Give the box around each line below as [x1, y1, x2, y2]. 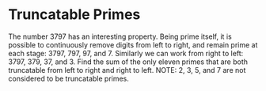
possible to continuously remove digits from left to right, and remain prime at [8, 40, 258, 49]
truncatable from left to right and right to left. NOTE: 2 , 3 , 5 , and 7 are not [8, 65, 246, 74]
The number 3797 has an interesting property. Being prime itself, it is [8, 32, 232, 41]
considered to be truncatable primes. [8, 74, 129, 83]
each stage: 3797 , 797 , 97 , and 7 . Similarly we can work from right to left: [8, 48, 244, 58]
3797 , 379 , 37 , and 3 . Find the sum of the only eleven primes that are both [8, 57, 248, 66]
